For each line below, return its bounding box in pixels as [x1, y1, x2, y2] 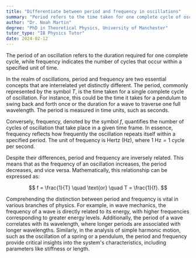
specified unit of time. [6, 64, 59, 71]
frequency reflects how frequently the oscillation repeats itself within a [6, 130, 176, 137]
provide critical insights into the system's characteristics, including [6, 239, 166, 246]
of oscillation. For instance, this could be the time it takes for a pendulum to [6, 94, 187, 101]
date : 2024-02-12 [6, 36, 48, 42]
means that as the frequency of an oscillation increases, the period [6, 160, 167, 167]
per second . [6, 143, 35, 150]
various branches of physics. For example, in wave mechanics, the [6, 202, 166, 208]
